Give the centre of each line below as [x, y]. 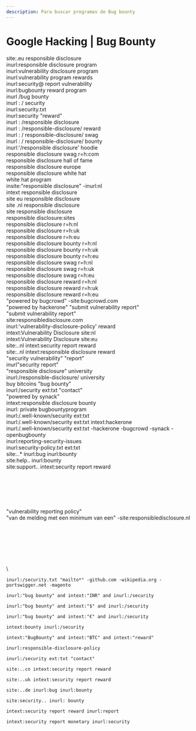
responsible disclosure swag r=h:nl [49, 262]
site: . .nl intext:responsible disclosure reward [61, 351]
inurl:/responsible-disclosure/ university [55, 377]
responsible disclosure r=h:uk [43, 230]
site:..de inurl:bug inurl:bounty [49, 690]
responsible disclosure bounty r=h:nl [52, 243]
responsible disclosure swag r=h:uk [50, 268]
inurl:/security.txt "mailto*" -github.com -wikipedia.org [82, 580]
